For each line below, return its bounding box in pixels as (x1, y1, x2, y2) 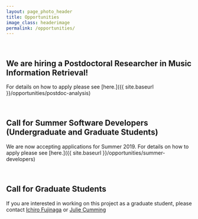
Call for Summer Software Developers (6, 118, 149, 128)
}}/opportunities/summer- (102, 149, 165, 156)
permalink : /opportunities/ (6, 25, 76, 31)
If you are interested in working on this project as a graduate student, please (6, 200, 192, 207)
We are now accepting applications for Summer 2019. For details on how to (6, 143, 189, 150)
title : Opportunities (6, 14, 60, 20)
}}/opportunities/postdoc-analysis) (6, 90, 91, 97)
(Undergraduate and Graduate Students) (6, 128, 158, 138)
